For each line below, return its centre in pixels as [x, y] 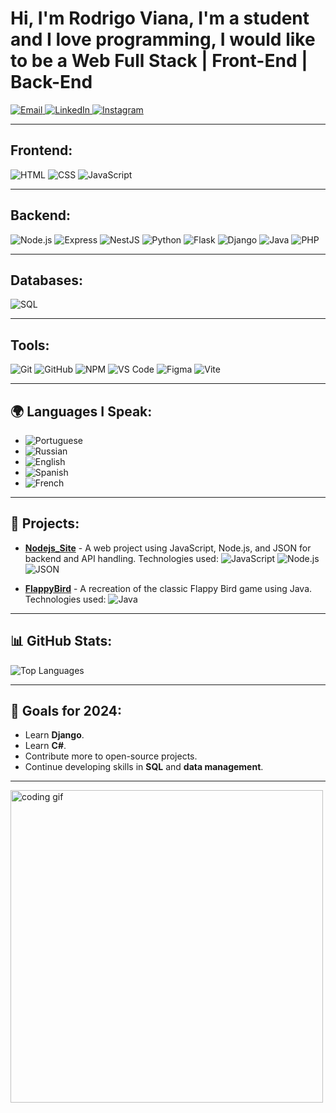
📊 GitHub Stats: [61, 641]
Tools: [30, 345]
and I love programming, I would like [163, 39]
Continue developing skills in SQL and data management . [144, 767]
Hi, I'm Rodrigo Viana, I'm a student [160, 18]
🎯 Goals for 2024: [66, 711]
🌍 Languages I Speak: [81, 411]
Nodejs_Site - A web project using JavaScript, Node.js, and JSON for [168, 548]
